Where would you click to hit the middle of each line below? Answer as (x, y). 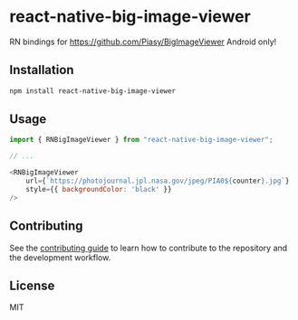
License (32, 285)
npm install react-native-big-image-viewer (93, 91)
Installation (42, 70)
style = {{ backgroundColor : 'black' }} (99, 189)
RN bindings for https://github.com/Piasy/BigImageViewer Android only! (143, 42)
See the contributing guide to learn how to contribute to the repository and (149, 248)
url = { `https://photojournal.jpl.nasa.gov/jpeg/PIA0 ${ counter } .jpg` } (158, 181)
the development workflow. (60, 257)
